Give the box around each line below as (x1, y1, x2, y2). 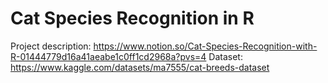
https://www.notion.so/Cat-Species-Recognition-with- (93, 40, 318, 52)
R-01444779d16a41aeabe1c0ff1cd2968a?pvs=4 (10, 50, 207, 62)
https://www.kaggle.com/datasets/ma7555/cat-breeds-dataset (10, 61, 270, 73)
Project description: (10, 40, 92, 52)
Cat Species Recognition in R (10, 7, 255, 30)
